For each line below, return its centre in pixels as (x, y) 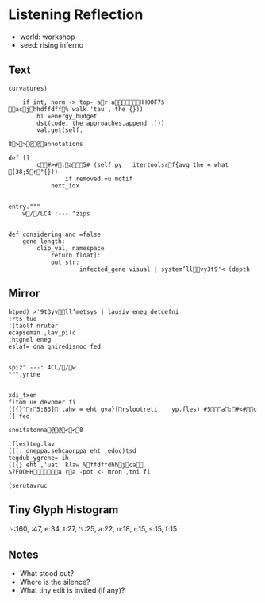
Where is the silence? (55, 582)
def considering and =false (55, 234)
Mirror (24, 294)
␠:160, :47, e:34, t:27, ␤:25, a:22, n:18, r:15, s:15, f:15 (93, 529)
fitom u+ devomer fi (42, 402)
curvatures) (28, 88)
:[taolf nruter (33, 326)
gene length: (44, 241)
